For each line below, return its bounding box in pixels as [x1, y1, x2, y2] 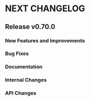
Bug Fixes [5, 50, 29, 57]
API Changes [5, 90, 36, 97]
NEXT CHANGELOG [5, 3, 85, 14]
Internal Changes [5, 76, 47, 83]
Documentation [5, 63, 43, 70]
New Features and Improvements [5, 37, 85, 44]
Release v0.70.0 [5, 23, 55, 31]
